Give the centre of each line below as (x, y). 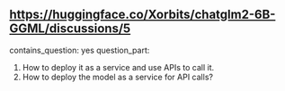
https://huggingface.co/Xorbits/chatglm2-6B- (142, 15)
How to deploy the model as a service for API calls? (118, 77)
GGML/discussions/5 (70, 29)
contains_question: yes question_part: (80, 50)
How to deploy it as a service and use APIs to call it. (118, 67)
